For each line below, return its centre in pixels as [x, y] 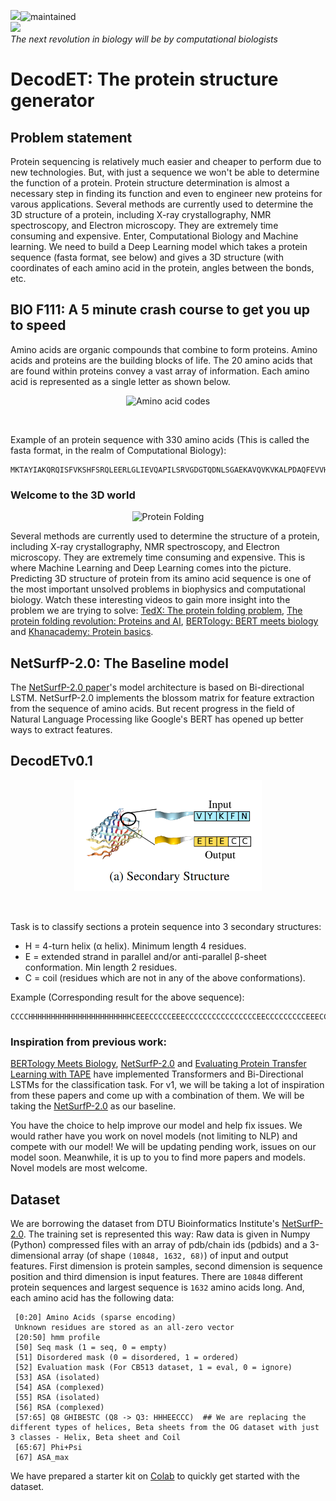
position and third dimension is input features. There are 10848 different [156, 1276]
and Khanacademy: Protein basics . [82, 632]
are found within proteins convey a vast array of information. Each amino [160, 371]
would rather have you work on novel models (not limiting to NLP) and [154, 1136]
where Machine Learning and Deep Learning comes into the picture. [151, 568]
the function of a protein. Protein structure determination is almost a [150, 183]
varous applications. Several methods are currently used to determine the [162, 204]
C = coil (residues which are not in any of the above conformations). [165, 977]
